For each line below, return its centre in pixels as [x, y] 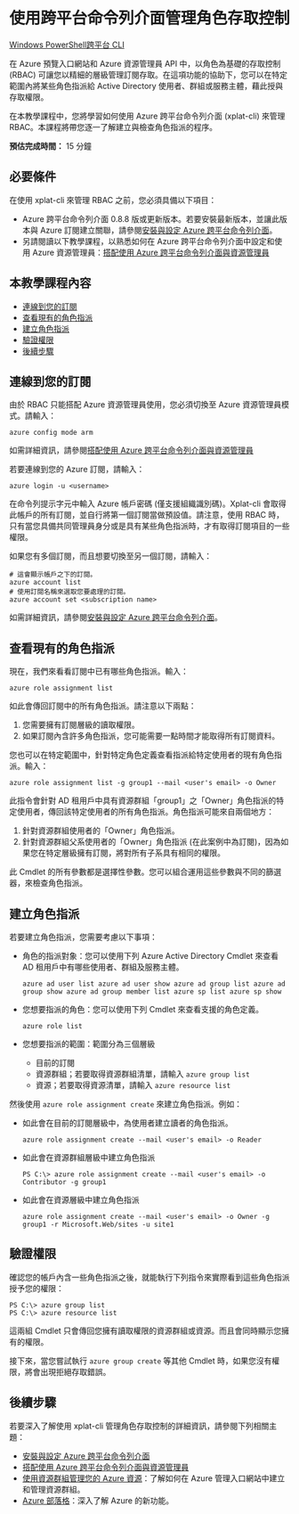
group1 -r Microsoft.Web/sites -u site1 [98, 1224]
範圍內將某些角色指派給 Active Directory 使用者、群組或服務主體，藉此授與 [146, 86]
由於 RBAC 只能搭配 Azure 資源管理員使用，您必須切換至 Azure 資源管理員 [145, 405]
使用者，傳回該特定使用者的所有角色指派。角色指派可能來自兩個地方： [145, 812]
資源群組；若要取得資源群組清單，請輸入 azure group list [143, 1074]
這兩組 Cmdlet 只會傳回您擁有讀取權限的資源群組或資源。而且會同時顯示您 [145, 1330]
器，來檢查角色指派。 [48, 883]
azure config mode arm [51, 433]
